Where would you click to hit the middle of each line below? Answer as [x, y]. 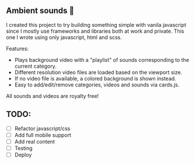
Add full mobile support [43, 135]
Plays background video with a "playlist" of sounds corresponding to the [102, 60]
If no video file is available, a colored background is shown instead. [95, 78]
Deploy [23, 155]
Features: [18, 48]
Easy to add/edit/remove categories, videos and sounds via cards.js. [97, 85]
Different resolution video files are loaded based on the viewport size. [98, 72]
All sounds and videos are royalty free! [53, 96]
